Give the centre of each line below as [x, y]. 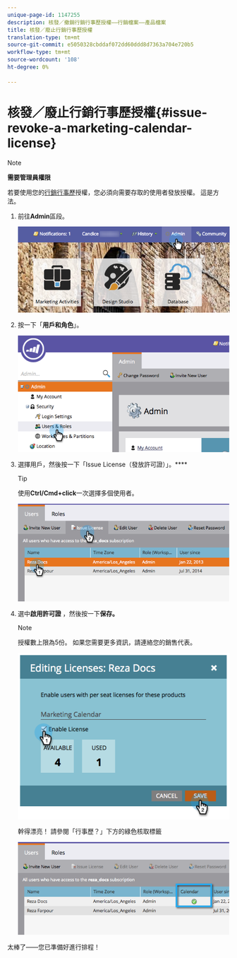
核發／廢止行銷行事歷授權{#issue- [108, 112]
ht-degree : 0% [28, 67]
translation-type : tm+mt [44, 37]
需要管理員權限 [29, 177]
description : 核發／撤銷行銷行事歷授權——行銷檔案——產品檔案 [87, 22]
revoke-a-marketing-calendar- [100, 128]
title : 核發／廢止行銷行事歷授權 [50, 30]
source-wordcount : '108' [44, 60]
